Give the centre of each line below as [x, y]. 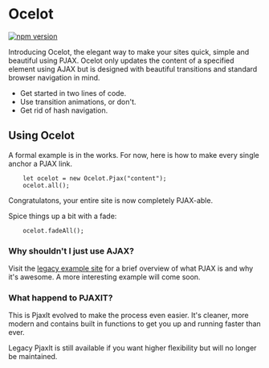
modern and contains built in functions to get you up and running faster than [134, 324]
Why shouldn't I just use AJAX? [71, 250]
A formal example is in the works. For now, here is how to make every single [134, 155]
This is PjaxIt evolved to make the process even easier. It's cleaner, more [128, 316]
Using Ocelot [41, 136]
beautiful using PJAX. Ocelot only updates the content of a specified [121, 60]
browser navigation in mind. [54, 77]
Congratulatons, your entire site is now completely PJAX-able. [111, 200]
